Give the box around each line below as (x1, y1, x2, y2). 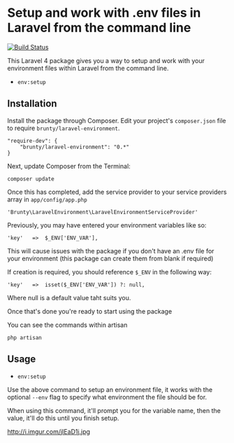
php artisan (7, 334, 42, 341)
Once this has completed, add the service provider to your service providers (7, 188, 227, 196)
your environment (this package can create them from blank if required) (7, 254, 214, 262)
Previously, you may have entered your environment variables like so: (7, 220, 207, 229)
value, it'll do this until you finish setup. (7, 414, 119, 422)
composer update (7, 175, 54, 183)
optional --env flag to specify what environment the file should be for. (7, 393, 207, 401)
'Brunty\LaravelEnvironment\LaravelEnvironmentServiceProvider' (7, 209, 198, 216)
